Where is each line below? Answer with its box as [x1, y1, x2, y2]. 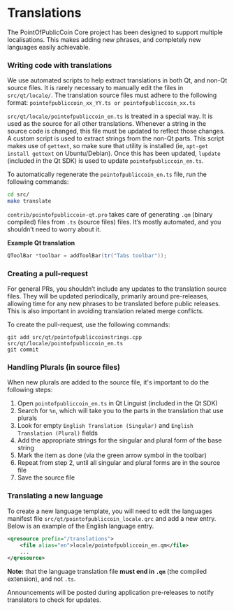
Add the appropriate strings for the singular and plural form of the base [17, 436, 222, 445]
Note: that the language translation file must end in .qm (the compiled [7, 568, 207, 576]
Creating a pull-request [7, 268, 89, 278]
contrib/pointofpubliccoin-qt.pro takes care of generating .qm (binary [7, 210, 213, 218]
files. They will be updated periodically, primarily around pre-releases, [7, 292, 209, 301]
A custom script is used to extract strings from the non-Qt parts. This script [7, 134, 224, 143]
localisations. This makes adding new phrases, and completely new [7, 35, 201, 43]
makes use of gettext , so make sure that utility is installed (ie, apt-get [7, 142, 208, 150]
